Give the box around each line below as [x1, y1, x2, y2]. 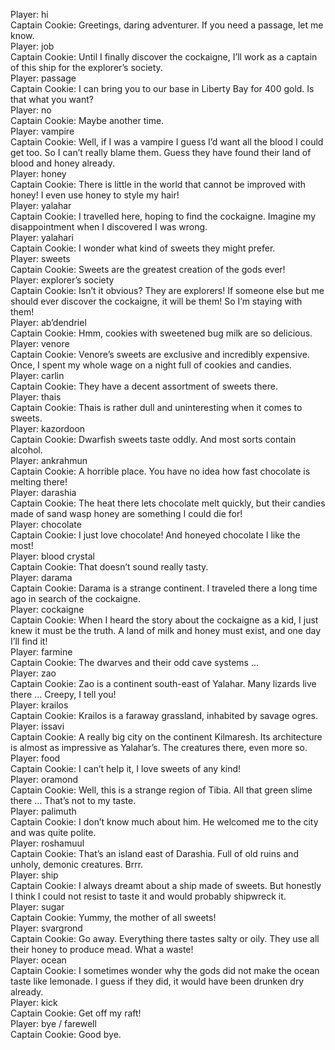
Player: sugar [10, 901, 65, 913]
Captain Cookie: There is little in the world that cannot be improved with [10, 179, 307, 190]
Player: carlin [10, 370, 65, 381]
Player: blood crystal [10, 550, 95, 562]
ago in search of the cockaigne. [10, 593, 142, 604]
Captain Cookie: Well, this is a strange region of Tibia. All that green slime [10, 784, 313, 796]
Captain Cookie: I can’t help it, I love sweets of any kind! [10, 763, 242, 774]
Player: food [10, 752, 61, 764]
